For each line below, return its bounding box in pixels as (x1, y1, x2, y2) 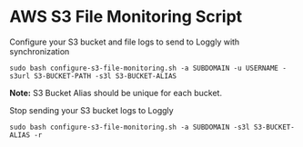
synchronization (9, 45, 70, 56)
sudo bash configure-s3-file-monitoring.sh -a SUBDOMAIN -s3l (9, 122, 250, 132)
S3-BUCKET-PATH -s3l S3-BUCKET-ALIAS (33, 71, 177, 81)
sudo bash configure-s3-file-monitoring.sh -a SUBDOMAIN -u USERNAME (9, 64, 279, 73)
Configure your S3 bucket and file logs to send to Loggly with (9, 36, 240, 47)
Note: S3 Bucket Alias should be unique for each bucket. (9, 87, 223, 98)
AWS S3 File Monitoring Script (9, 6, 243, 27)
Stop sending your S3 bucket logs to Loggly (9, 104, 175, 115)
